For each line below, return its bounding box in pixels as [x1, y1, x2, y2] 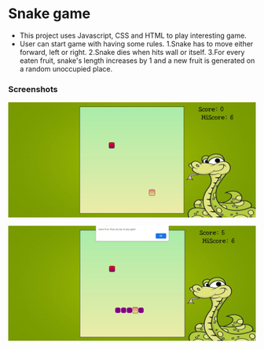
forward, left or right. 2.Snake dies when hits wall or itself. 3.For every [19, 47, 245, 57]
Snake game [8, 5, 91, 23]
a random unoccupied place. [19, 64, 113, 73]
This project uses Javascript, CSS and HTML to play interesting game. [19, 31, 247, 40]
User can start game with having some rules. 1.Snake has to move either [19, 39, 254, 48]
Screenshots [8, 83, 58, 94]
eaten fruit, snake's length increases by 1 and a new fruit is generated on [19, 56, 255, 65]
